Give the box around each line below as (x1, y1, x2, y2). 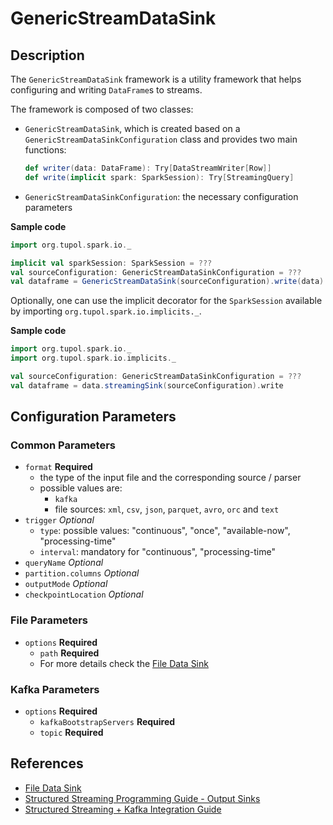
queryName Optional (24, 557, 104, 569)
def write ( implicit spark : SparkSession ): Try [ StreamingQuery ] (24, 172, 295, 182)
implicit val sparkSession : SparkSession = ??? (10, 258, 213, 268)
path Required (39, 647, 100, 659)
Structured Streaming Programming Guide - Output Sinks (24, 792, 261, 804)
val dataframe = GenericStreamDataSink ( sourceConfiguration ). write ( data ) (10, 277, 325, 287)
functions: (24, 144, 67, 156)
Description (10, 47, 85, 64)
